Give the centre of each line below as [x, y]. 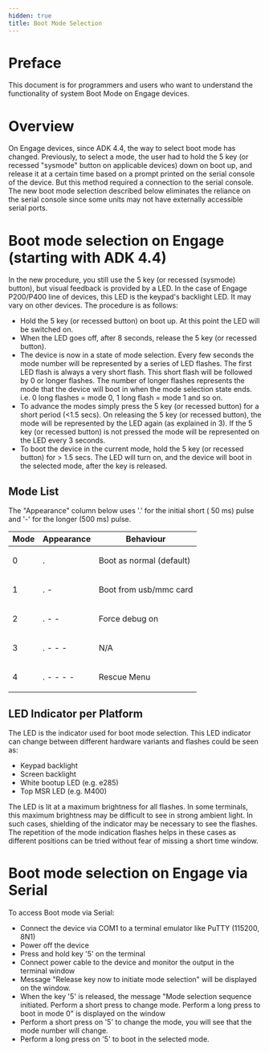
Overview [41, 126]
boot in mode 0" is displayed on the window [93, 1013]
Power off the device [55, 945]
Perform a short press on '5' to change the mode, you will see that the [136, 1021]
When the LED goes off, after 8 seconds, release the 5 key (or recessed [138, 338]
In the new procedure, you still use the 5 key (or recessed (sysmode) [122, 280]
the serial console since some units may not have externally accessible [126, 200]
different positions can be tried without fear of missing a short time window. [133, 841]
